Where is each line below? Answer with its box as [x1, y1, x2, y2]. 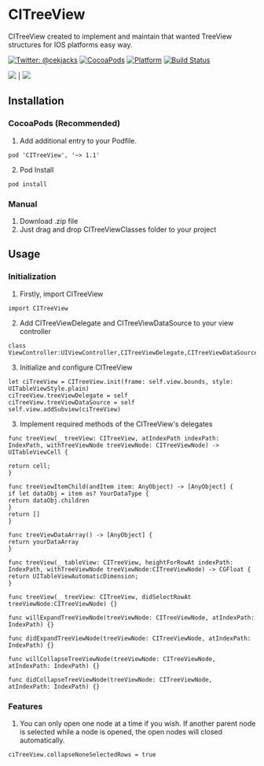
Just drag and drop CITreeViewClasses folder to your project [19, 225, 217, 234]
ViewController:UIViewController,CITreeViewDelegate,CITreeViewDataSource [8, 348, 258, 356]
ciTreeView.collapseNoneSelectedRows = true [8, 750, 156, 758]
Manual [8, 199, 38, 210]
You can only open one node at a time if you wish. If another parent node [19, 719, 256, 728]
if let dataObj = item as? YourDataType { [8, 489, 149, 497]
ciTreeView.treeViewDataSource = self [8, 398, 135, 407]
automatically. [19, 735, 65, 745]
